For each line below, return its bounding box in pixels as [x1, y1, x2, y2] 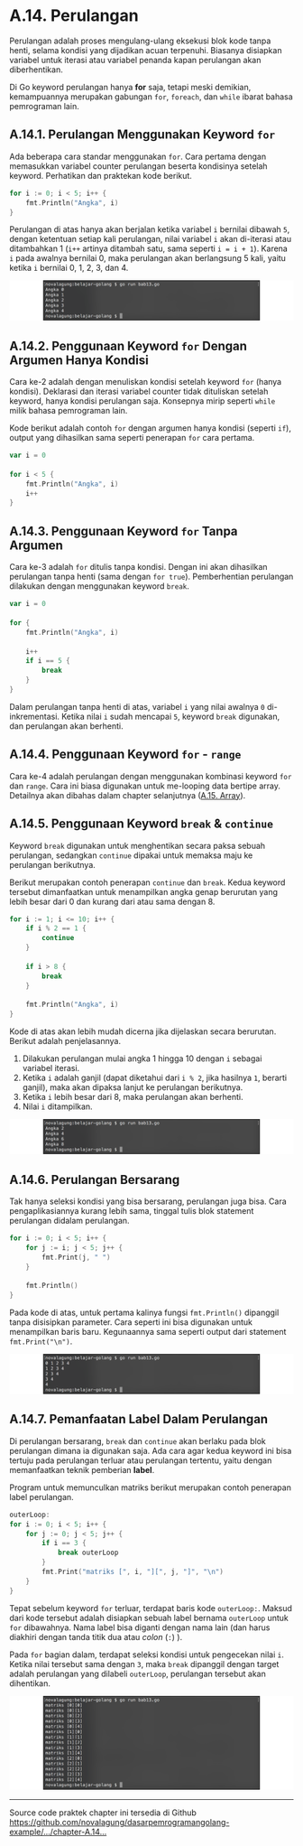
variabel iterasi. [22, 1063, 80, 1074]
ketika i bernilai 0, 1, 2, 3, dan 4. [9, 263, 129, 274]
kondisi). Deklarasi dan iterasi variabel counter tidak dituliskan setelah [9, 386, 269, 397]
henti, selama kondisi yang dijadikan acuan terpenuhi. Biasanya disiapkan [9, 44, 282, 55]
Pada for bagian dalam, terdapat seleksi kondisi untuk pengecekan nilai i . [9, 1649, 284, 1660]
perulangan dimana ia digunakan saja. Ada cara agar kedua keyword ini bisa [9, 1445, 292, 1456]
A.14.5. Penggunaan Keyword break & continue [9, 816, 273, 832]
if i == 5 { [25, 657, 70, 666]
